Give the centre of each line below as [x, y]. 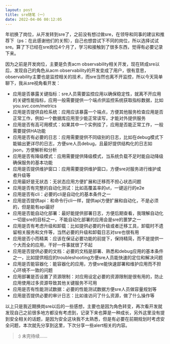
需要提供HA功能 [29, 131]
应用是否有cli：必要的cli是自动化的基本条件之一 [62, 194]
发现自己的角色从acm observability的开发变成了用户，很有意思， [81, 70]
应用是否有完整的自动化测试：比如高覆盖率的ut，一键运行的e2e [78, 188]
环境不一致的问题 [35, 270]
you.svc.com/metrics [35, 106]
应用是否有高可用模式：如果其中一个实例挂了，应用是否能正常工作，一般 [88, 125]
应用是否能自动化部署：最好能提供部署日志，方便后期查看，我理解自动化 [88, 213]
